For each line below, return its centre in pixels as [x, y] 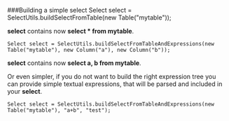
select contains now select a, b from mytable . [74, 63]
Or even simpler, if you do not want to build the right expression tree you [112, 77]
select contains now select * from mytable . [71, 31]
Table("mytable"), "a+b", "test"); [59, 111]
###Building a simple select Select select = [70, 10]
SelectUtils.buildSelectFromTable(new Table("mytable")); [89, 17]
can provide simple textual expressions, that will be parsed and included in [115, 84]
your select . [25, 91]
